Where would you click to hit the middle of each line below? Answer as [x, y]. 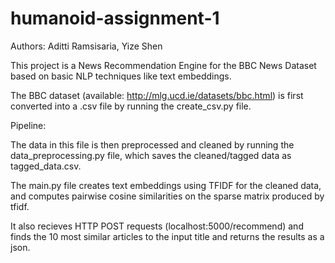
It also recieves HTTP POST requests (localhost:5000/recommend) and [157, 226]
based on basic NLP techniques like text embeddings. [121, 76]
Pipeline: [28, 125]
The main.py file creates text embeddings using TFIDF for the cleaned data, [166, 185]
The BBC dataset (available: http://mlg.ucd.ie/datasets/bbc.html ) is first [157, 95]
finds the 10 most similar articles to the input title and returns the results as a [167, 236]
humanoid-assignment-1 [115, 18]
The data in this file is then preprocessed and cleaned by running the [152, 144]
